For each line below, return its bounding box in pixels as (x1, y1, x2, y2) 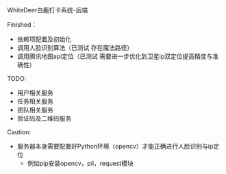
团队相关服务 (16, 105, 53, 114)
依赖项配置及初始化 (16, 35, 72, 43)
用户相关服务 (16, 88, 53, 97)
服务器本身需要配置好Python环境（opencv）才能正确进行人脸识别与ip (16, 142, 214, 150)
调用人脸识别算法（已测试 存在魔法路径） (16, 44, 134, 51)
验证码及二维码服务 (16, 114, 72, 122)
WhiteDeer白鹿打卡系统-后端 (7, 6, 88, 14)
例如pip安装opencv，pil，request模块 (27, 160, 134, 167)
